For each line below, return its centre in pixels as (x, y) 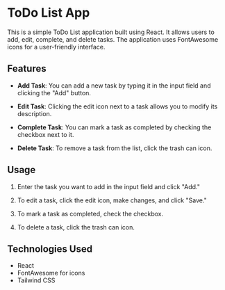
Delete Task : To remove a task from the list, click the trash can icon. (115, 148)
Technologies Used (50, 249)
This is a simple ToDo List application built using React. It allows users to (111, 32)
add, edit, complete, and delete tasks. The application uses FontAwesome (113, 39)
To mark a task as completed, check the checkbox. (90, 214)
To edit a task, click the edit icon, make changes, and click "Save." (112, 200)
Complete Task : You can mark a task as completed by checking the (114, 127)
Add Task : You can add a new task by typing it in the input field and (114, 86)
